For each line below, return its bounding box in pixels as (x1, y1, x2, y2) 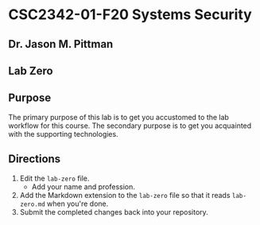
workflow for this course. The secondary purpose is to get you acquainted (8, 121, 252, 130)
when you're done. (46, 199, 109, 208)
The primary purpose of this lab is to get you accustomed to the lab (8, 112, 229, 122)
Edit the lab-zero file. (19, 173, 90, 183)
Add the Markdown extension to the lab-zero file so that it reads (19, 190, 231, 200)
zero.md (19, 200, 45, 208)
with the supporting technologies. (8, 129, 118, 138)
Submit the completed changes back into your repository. (19, 207, 208, 216)
